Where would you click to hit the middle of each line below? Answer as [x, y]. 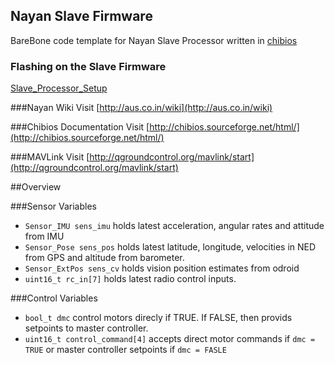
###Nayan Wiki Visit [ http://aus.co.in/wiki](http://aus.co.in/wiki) [141, 108]
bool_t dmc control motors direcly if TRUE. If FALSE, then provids [158, 318]
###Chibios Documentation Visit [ [80, 127]
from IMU [44, 236]
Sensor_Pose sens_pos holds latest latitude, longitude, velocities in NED [170, 247]
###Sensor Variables [53, 206]
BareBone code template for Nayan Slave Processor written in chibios [154, 40]
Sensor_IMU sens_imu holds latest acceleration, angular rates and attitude [174, 226]
